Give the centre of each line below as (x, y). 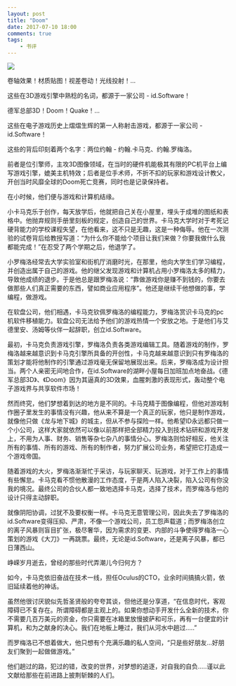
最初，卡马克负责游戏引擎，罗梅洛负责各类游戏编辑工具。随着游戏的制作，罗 (118, 344)
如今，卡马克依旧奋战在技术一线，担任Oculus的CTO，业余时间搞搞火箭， (113, 577)
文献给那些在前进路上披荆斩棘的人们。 (63, 675)
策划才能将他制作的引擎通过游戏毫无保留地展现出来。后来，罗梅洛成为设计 (115, 362)
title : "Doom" (28, 20)
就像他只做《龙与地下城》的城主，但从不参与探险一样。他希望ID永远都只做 (115, 421)
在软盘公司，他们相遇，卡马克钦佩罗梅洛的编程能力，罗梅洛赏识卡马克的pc (116, 312)
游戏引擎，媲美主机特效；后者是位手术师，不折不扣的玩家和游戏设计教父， (121, 173)
